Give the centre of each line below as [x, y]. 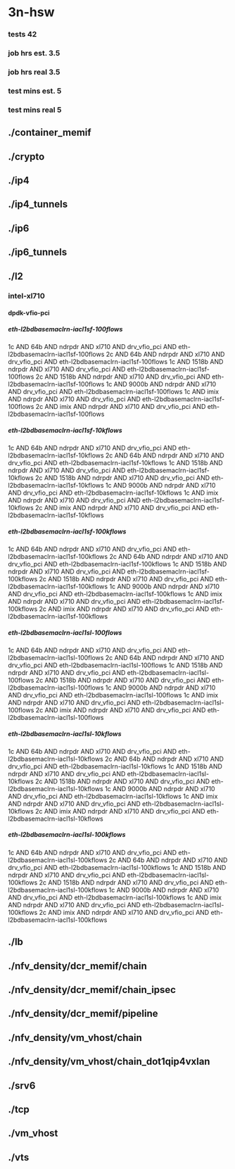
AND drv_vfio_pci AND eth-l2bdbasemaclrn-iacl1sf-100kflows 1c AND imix [115, 594]
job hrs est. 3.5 [34, 53]
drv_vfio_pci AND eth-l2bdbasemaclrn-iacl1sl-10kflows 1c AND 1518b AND [115, 766]
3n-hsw [31, 12]
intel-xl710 [26, 296]
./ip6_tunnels [38, 252]
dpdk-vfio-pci [29, 313]
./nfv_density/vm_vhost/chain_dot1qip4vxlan [109, 1062]
